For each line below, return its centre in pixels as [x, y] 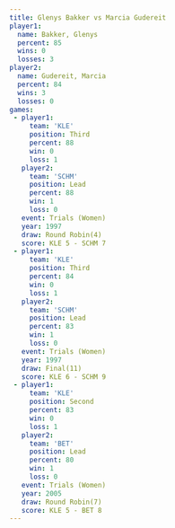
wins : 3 [32, 92]
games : [22, 110]
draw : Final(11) [52, 368]
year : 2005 [42, 493]
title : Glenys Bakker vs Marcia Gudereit [88, 18]
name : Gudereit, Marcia [61, 76]
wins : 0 [32, 51]
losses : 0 [35, 101]
